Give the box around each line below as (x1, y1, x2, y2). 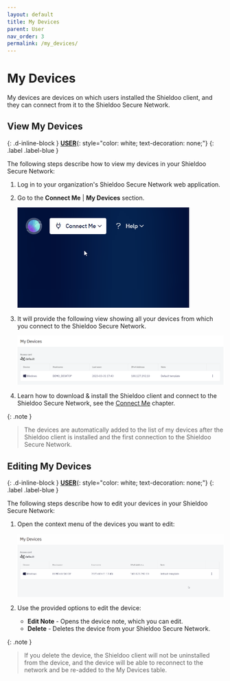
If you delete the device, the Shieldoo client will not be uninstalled (23, 651, 210, 659)
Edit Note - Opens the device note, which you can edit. (27, 617, 183, 625)
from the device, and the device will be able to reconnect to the (23, 658, 204, 667)
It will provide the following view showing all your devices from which (16, 314, 214, 323)
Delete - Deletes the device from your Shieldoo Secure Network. (27, 624, 211, 633)
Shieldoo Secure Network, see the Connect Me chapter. (16, 399, 176, 408)
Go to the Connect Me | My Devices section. (16, 193, 145, 202)
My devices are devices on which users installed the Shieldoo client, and (7, 94, 213, 102)
